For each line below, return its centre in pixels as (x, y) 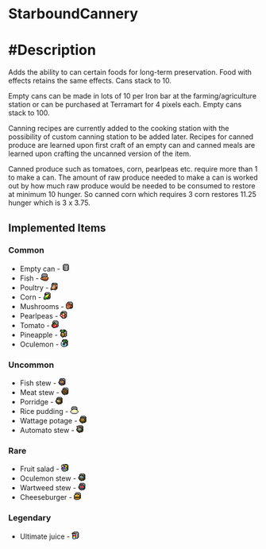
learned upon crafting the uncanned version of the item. (100, 154)
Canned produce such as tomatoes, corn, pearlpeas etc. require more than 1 (133, 169)
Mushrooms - (42, 306)
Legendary (30, 518)
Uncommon (31, 365)
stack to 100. (29, 113)
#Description (52, 50)
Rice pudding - (44, 412)
